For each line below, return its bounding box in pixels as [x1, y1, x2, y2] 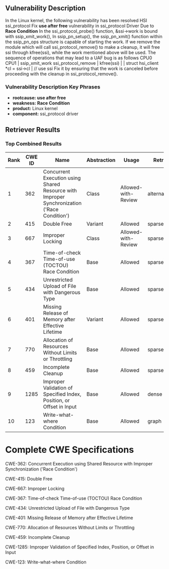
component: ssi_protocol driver [12, 111, 79, 117]
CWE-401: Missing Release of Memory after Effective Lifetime [5, 515, 133, 521]
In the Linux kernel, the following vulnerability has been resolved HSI [5, 17, 147, 23]
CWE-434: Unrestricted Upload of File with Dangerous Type [5, 505, 130, 511]
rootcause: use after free [12, 95, 66, 101]
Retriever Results [5, 125, 60, 134]
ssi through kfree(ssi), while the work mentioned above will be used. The [5, 49, 156, 55]
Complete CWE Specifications [5, 444, 134, 455]
